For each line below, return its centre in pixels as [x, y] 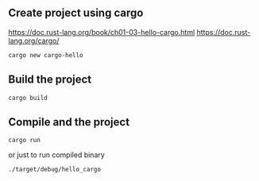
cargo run [25, 141]
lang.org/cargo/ [34, 40]
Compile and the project [69, 122]
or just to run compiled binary [56, 155]
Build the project [50, 80]
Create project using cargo [76, 13]
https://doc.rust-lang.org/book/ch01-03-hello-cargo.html [102, 32]
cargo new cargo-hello [46, 55]
